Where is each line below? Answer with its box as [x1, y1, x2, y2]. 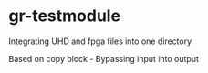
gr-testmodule [8, 5, 120, 26]
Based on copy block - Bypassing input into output [8, 53, 200, 64]
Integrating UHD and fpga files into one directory [8, 36, 192, 47]
